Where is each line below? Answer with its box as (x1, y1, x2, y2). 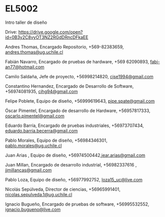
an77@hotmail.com (5, 64, 44, 70)
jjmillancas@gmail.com (5, 167, 52, 173)
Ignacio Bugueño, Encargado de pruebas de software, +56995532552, (5, 201, 150, 207)
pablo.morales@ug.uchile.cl (5, 142, 62, 149)
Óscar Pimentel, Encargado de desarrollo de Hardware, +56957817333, (5, 108, 151, 113)
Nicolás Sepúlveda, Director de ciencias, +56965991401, (5, 186, 121, 192)
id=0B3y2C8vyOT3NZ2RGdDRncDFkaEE (5, 34, 88, 40)
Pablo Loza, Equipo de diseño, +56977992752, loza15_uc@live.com (5, 176, 143, 182)
